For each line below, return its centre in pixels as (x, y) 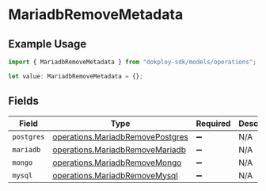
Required (213, 123)
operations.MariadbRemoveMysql (115, 175)
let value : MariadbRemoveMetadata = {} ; (76, 76)
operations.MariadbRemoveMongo (117, 162)
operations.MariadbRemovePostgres (120, 136)
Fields (24, 101)
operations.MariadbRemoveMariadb (119, 150)
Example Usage (47, 44)
